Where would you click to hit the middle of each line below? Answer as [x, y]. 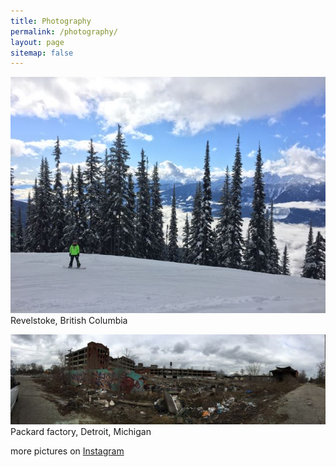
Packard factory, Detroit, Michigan [81, 432]
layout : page [37, 42]
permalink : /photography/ [64, 31]
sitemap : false [42, 53]
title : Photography [51, 21]
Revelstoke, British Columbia [69, 321]
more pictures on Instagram [67, 451]
